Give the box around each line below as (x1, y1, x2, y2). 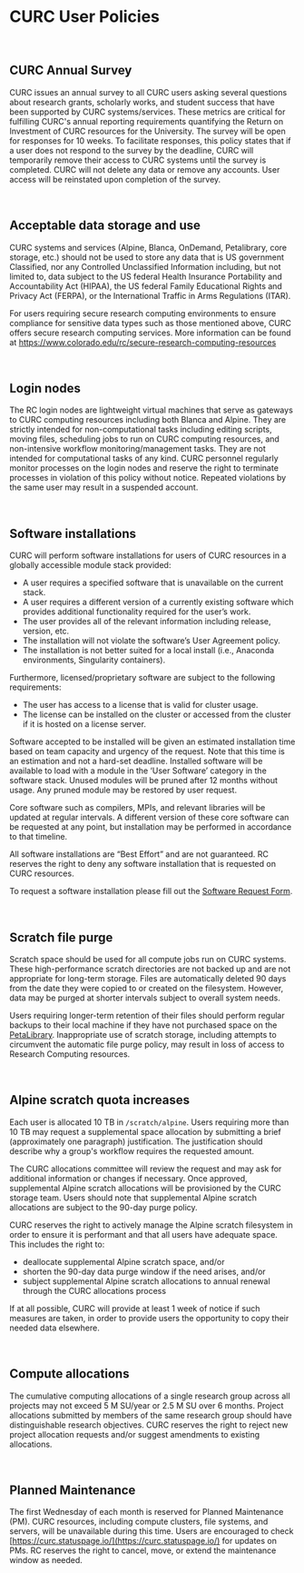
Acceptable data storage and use (9, 218, 201, 234)
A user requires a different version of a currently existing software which (22, 597, 294, 608)
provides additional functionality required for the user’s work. (22, 606, 251, 617)
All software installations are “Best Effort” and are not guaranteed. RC (9, 849, 270, 860)
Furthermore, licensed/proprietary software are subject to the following (9, 672, 276, 683)
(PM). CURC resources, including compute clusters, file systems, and (9, 1516, 269, 1528)
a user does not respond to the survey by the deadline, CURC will (9, 144, 254, 155)
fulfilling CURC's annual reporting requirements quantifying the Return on (9, 115, 284, 126)
